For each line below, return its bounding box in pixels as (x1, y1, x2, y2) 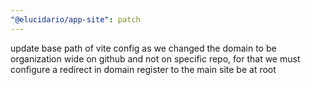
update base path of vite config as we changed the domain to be (10, 42, 277, 54)
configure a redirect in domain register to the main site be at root (10, 63, 277, 75)
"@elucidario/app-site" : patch (10, 14, 141, 25)
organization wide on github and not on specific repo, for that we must (10, 52, 301, 65)
